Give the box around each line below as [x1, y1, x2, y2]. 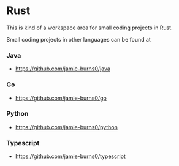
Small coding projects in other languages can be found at [6, 36, 151, 43]
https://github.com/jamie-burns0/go [15, 94, 107, 102]
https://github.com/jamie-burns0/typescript [15, 153, 126, 160]
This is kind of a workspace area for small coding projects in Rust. [6, 24, 173, 31]
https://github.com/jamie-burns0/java [15, 65, 110, 72]
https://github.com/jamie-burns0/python [15, 123, 118, 130]
